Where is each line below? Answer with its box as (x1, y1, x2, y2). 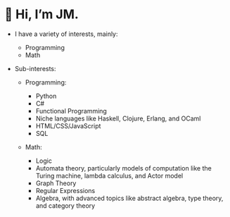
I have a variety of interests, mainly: (14, 30, 118, 38)
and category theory (35, 201, 96, 210)
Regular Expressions (35, 186, 96, 194)
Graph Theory (35, 179, 77, 187)
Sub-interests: (14, 64, 56, 73)
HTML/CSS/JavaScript (35, 121, 101, 130)
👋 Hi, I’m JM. (4, 6, 79, 23)
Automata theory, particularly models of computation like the (35, 163, 212, 172)
